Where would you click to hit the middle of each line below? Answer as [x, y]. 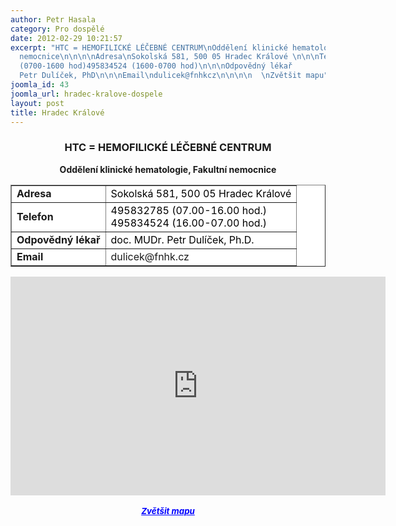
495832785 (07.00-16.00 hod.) [189, 210]
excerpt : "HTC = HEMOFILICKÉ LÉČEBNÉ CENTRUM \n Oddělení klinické [149, 47]
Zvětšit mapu [168, 510]
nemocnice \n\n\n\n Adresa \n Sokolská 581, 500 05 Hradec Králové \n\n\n [169, 57]
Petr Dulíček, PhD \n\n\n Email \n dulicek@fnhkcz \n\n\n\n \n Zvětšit [160, 76]
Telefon [35, 216]
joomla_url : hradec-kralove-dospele [86, 94]
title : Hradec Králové [57, 112]
